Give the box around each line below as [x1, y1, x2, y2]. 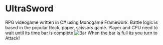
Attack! [5, 35, 20, 41]
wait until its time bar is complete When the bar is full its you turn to [5, 30, 158, 36]
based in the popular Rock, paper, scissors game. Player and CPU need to [5, 24, 158, 30]
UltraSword [5, 3, 54, 14]
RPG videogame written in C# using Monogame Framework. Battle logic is [5, 19, 158, 25]
